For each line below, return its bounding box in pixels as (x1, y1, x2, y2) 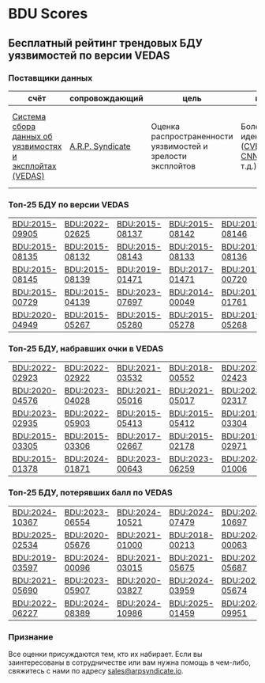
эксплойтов (151, 160, 196, 171)
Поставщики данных (8, 72, 93, 83)
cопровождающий (69, 93, 144, 104)
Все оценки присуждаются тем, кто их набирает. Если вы (8, 650, 203, 659)
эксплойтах (12, 160, 57, 171)
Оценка (151, 120, 180, 131)
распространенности (151, 131, 233, 142)
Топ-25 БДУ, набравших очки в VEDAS (8, 343, 164, 355)
